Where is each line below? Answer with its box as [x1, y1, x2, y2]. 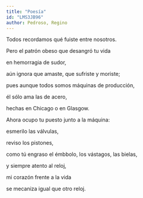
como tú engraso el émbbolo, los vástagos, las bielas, [6, 151, 138, 158]
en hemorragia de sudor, [6, 59, 66, 66]
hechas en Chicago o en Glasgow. [6, 105, 90, 112]
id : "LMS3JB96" [6, 14, 44, 20]
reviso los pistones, [6, 139, 54, 146]
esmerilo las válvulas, [6, 128, 59, 135]
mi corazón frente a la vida [6, 174, 72, 181]
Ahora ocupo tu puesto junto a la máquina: [6, 116, 110, 123]
